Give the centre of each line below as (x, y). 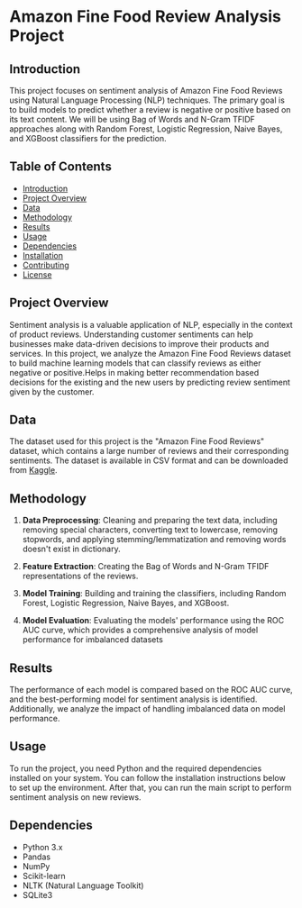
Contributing (46, 265)
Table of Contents (61, 167)
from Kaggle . (33, 470)
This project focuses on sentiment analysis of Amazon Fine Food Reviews (146, 91)
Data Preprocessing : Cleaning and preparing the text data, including (150, 521)
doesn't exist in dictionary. (71, 549)
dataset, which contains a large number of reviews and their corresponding (149, 451)
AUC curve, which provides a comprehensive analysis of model (140, 630)
